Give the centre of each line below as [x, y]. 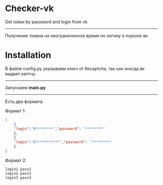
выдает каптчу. [21, 73]
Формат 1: [15, 111]
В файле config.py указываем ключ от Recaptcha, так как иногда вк [75, 69]
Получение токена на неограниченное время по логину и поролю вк [76, 36]
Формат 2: [16, 160]
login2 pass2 [18, 173]
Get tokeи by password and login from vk [46, 22]
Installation [28, 55]
